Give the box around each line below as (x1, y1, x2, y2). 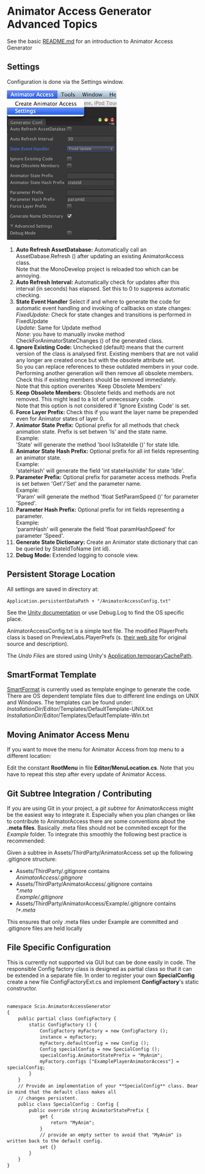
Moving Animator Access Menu (7, 729, 130, 740)
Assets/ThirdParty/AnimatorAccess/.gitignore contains (15, 880, 153, 888)
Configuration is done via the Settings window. (7, 78, 124, 85)
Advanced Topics (7, 17, 98, 31)
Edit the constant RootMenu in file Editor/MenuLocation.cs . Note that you (7, 764, 195, 771)
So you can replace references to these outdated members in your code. (15, 363, 199, 370)
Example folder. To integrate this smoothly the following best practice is (7, 831, 187, 838)
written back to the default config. (7, 1138, 103, 1144)
